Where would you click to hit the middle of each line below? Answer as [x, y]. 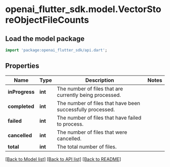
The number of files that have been [99, 103]
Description [100, 80]
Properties [22, 66]
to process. [70, 124]
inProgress [21, 92]
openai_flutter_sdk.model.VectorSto [83, 9]
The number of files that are [90, 88]
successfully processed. [86, 109]
